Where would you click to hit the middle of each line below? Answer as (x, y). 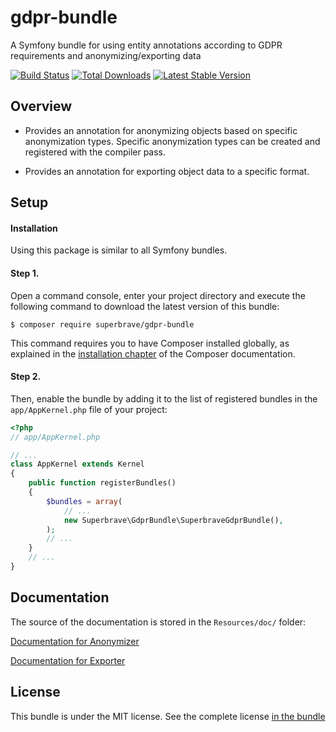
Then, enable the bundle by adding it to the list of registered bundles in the (164, 398)
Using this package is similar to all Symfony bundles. (119, 250)
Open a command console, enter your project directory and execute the (158, 295)
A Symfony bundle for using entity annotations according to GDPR (146, 45)
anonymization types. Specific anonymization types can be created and (172, 141)
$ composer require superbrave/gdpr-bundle (102, 324)
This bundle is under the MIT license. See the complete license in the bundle (168, 716)
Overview (41, 106)
